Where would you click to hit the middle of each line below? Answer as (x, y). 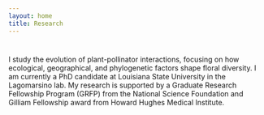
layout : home (30, 16)
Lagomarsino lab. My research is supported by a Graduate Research (123, 85)
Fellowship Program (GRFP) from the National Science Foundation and (126, 93)
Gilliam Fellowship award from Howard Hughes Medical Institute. (117, 102)
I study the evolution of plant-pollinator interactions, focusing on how (124, 59)
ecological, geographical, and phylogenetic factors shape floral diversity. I (132, 68)
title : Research (36, 23)
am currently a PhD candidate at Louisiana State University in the (117, 76)
